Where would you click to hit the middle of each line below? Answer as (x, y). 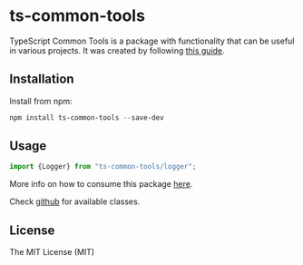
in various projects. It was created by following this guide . (117, 50)
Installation (42, 79)
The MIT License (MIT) (52, 252)
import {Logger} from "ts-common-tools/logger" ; (103, 167)
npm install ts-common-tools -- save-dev (87, 118)
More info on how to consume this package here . (101, 184)
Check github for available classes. (75, 201)
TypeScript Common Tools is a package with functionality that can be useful (152, 41)
